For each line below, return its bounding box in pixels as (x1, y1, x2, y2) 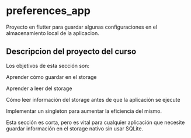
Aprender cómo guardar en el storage (6, 73, 98, 80)
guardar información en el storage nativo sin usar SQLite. (6, 125, 144, 132)
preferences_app (6, 4, 91, 18)
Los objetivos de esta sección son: (6, 62, 89, 69)
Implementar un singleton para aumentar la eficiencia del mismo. (6, 107, 162, 115)
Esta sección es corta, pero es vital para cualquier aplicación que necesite (6, 119, 185, 126)
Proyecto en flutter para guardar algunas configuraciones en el (6, 23, 158, 30)
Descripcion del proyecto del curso (6, 47, 137, 57)
